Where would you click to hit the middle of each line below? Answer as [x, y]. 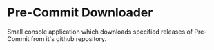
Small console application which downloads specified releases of [100, 32]
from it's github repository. [69, 38]
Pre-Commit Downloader [80, 13]
